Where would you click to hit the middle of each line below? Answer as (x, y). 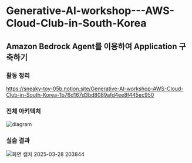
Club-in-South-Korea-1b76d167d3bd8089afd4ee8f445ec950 (80, 94)
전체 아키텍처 (23, 111)
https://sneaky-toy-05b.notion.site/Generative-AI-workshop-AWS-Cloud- (95, 89)
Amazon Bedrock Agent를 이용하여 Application (92, 46)
